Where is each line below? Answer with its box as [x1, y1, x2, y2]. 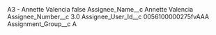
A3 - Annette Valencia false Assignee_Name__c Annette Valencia [7, 5, 194, 13]
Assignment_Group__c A [7, 20, 77, 28]
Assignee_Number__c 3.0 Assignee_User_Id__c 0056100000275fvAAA [7, 12, 210, 21]
